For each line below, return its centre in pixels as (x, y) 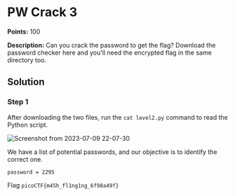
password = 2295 (31, 172)
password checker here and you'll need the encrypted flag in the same (109, 52)
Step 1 (18, 102)
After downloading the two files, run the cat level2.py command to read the (117, 117)
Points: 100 (24, 31)
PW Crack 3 (42, 12)
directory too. (27, 59)
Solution (26, 82)
